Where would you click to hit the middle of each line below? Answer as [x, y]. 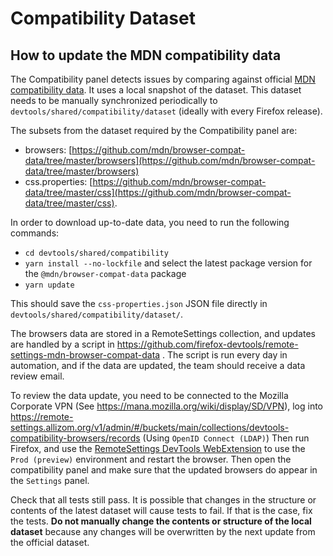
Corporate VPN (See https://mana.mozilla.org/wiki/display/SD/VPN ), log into [167, 406]
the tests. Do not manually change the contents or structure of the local [161, 521]
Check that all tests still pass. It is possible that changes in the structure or [163, 500]
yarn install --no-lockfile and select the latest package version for [168, 263]
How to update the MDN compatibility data [146, 55]
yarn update [49, 285]
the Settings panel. [50, 480]
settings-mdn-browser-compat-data [85, 355]
